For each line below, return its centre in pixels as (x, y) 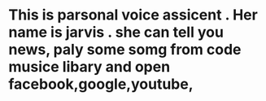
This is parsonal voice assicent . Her (133, 15)
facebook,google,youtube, (101, 84)
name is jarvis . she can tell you (116, 32)
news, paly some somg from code (125, 50)
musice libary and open (89, 67)
